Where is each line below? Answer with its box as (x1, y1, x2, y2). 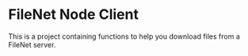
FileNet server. (8, 39, 56, 49)
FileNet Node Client (8, 6, 139, 24)
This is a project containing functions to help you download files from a (8, 32, 240, 41)
